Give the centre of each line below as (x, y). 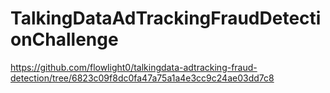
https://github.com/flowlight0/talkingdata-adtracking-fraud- (134, 67)
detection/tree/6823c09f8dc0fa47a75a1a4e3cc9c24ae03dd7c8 (142, 78)
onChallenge (64, 39)
